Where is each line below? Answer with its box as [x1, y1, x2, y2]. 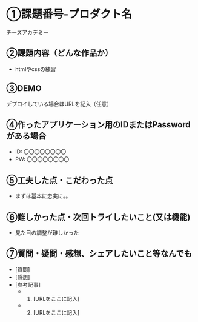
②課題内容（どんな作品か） [6, 48, 113, 58]
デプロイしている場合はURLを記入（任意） [6, 100, 112, 107]
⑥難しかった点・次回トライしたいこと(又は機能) [6, 212, 191, 222]
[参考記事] [15, 281, 41, 288]
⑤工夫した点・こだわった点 [6, 175, 113, 186]
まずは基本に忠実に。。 [15, 192, 71, 200]
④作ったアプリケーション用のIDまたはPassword [6, 119, 191, 130]
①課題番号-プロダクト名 [6, 7, 133, 21]
